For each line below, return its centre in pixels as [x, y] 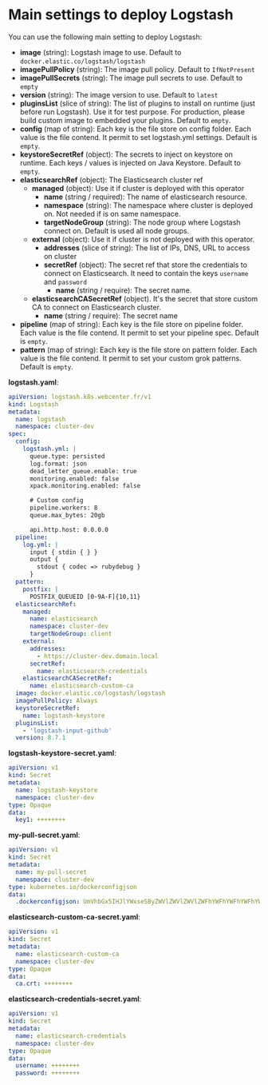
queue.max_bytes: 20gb [67, 516]
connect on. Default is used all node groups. [116, 230]
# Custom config [56, 501]
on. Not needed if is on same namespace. [112, 213]
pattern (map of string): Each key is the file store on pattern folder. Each [138, 349]
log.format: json [58, 464]
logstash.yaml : [33, 382]
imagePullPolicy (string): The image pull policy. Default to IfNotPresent [137, 69]
